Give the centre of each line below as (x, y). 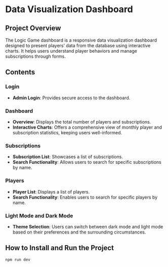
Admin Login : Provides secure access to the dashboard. (71, 98)
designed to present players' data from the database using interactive (78, 46)
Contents (20, 72)
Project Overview (33, 28)
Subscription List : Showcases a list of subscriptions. (68, 157)
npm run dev (18, 259)
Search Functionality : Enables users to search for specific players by (85, 197)
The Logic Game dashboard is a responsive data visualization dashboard (81, 40)
